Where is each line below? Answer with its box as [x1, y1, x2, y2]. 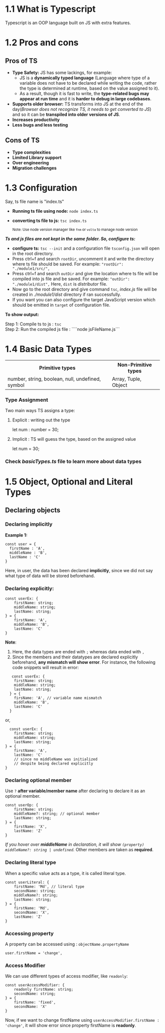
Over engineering [12, 160, 49, 165]
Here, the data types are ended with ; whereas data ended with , [12, 649, 145, 655]
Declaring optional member [5, 776, 72, 783]
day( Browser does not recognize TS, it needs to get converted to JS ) [12, 106, 152, 112]
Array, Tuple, [112, 375, 141, 382]
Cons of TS [5, 136, 40, 145]
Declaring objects [5, 506, 60, 515]
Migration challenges [12, 165, 57, 171]
